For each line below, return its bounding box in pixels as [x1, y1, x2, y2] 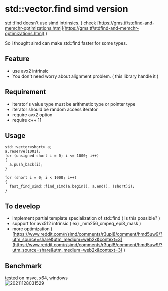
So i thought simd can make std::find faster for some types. [5, 40, 127, 46]
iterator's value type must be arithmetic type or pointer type [12, 101, 136, 107]
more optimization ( [12, 226, 53, 232]
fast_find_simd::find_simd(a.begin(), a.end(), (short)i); [9, 184, 135, 189]
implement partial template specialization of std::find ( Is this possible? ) [12, 215, 161, 221]
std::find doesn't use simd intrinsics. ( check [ [5, 20, 99, 26]
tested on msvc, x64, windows [5, 275, 68, 281]
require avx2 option [12, 111, 53, 118]
